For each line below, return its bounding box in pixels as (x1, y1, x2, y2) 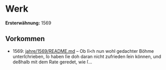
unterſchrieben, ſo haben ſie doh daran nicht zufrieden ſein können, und (12, 53, 161, 59)
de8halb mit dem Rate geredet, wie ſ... (12, 59, 93, 65)
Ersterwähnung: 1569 (5, 20, 52, 26)
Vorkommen (5, 34, 45, 43)
